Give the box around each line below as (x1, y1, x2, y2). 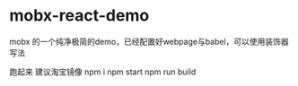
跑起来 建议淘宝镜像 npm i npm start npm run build (9, 66, 197, 77)
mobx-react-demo (9, 5, 150, 26)
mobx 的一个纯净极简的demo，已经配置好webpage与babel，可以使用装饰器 (9, 36, 289, 47)
